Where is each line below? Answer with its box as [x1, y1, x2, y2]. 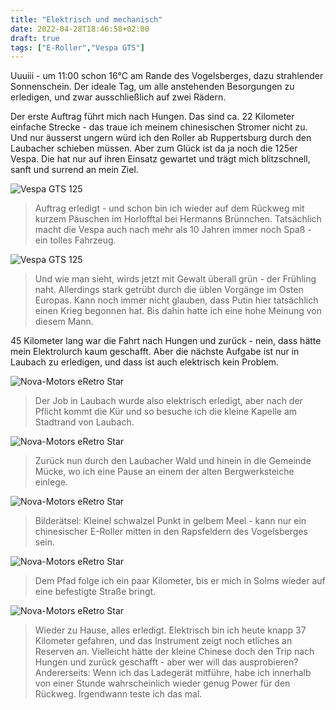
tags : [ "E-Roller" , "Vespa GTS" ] [10, 42, 145, 53]
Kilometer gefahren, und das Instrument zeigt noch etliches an [34, 635, 293, 647]
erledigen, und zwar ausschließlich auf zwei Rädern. [10, 91, 227, 103]
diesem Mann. [34, 316, 94, 328]
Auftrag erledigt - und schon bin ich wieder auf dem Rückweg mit [34, 202, 305, 215]
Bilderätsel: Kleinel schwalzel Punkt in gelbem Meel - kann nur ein [34, 515, 307, 527]
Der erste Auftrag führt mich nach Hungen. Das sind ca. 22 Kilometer [10, 111, 295, 123]
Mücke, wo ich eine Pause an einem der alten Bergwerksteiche [34, 466, 295, 478]
